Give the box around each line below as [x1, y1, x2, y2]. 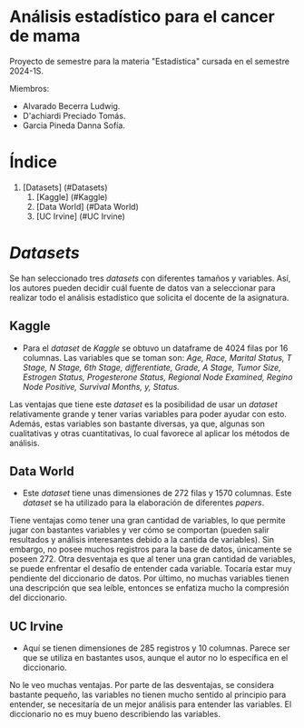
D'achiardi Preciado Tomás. [22, 110, 126, 121]
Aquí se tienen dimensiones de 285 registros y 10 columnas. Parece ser [22, 643, 290, 653]
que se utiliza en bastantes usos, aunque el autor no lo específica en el [22, 653, 289, 663]
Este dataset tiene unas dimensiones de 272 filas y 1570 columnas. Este [22, 488, 292, 499]
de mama [9, 25, 81, 46]
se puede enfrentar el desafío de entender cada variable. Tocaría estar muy [9, 563, 292, 574]
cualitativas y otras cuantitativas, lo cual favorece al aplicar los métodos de [9, 427, 290, 438]
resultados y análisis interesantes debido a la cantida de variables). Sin [9, 534, 275, 545]
